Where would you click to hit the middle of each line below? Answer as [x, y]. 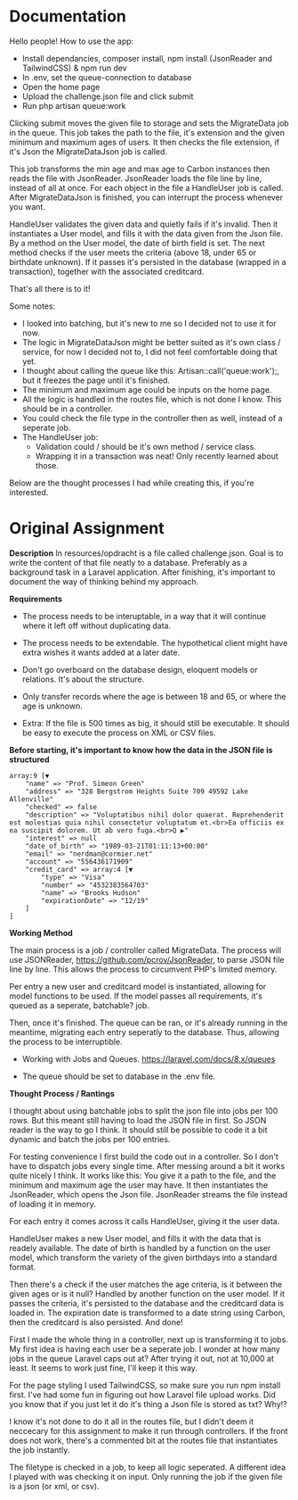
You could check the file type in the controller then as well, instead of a [152, 418]
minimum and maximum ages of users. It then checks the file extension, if [145, 142]
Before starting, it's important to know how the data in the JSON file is [141, 750]
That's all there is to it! [50, 288]
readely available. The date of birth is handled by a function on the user [140, 1247]
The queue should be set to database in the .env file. [119, 1076]
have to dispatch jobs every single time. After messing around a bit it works [147, 1165]
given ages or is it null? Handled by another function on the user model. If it [147, 1293]
